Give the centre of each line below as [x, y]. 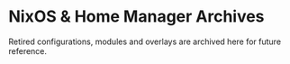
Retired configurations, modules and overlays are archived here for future [145, 41]
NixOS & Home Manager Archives [136, 17]
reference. [27, 50]
